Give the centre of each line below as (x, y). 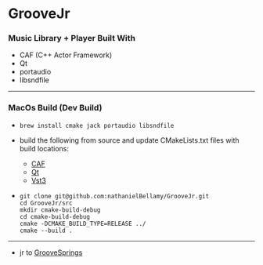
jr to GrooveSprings (51, 252)
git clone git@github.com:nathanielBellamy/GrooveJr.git (114, 196)
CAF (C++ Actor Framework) (66, 55)
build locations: (44, 148)
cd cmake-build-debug (54, 216)
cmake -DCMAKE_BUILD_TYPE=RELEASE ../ (83, 223)
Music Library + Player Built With (72, 38)
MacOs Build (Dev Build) (55, 108)
